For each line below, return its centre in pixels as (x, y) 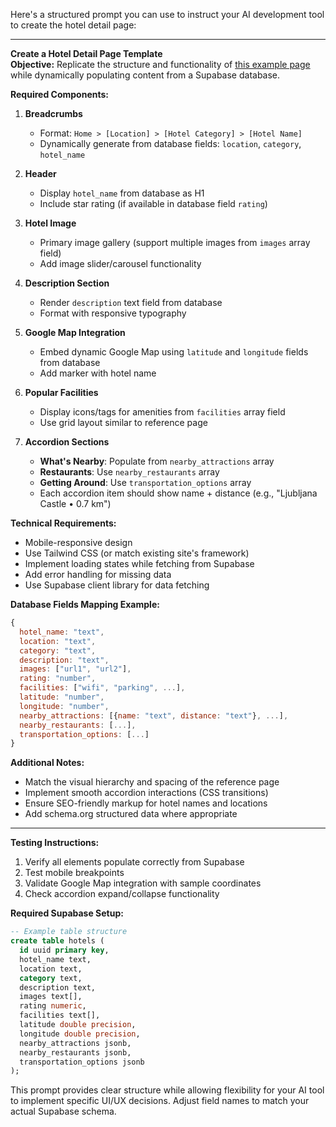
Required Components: (59, 94)
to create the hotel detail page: (73, 25)
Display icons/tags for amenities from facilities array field (162, 412)
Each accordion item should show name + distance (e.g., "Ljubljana (178, 493)
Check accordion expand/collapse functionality (122, 894)
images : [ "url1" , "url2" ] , (75, 669)
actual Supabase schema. (63, 1111)
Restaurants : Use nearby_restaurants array (129, 472)
